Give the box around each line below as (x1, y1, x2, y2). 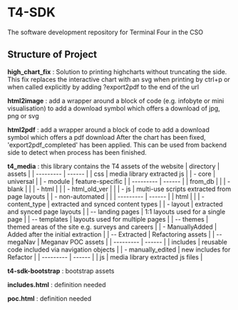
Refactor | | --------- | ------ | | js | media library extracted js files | (7, 252, 203, 261)
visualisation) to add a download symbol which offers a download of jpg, (7, 104, 221, 113)
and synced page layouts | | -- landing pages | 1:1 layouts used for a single (7, 207, 226, 216)
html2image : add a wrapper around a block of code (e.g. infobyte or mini (7, 96, 224, 105)
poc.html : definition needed (7, 294, 92, 303)
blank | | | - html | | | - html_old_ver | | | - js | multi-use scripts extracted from (7, 185, 232, 193)
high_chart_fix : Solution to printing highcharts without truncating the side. (7, 67, 227, 76)
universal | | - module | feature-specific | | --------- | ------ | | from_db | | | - (7, 177, 231, 185)
